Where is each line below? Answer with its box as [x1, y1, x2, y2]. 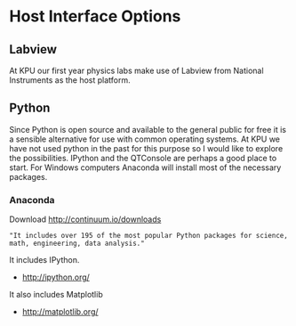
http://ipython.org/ [21, 272, 91, 282]
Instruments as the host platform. [9, 75, 131, 86]
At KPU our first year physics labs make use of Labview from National [9, 65, 264, 76]
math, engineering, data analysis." [9, 239, 145, 249]
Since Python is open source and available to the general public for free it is [9, 124, 287, 134]
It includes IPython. [9, 255, 80, 265]
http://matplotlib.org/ [21, 306, 100, 317]
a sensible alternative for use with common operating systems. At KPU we [9, 134, 280, 144]
